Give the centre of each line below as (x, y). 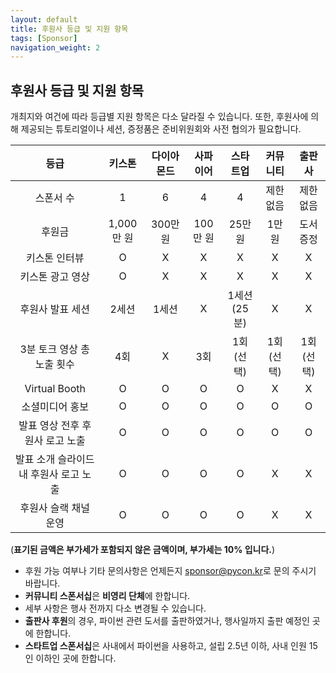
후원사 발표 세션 (55, 309)
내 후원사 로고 (49, 474)
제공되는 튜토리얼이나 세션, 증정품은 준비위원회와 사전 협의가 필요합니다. (161, 129)
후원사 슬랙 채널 (55, 508)
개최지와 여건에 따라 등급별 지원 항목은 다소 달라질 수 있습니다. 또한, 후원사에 (159, 117)
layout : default (44, 19)
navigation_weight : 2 (55, 47)
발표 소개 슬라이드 (55, 459)
